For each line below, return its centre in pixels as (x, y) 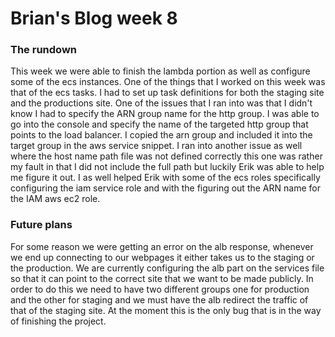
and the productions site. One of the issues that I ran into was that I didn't (161, 103)
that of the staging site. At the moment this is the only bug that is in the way (166, 310)
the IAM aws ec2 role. (55, 199)
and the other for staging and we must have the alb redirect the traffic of (159, 299)
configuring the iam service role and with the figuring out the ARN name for (165, 188)
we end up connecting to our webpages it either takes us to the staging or (162, 257)
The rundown (43, 50)
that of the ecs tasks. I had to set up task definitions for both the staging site (167, 93)
